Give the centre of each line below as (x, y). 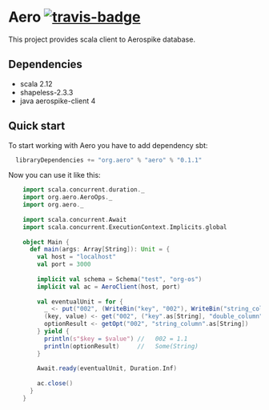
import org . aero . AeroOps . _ (68, 197)
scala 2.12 (36, 83)
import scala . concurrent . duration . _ (84, 190)
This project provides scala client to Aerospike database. (102, 39)
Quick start (37, 126)
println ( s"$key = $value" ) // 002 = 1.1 (116, 339)
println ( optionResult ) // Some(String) (121, 346)
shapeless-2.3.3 (46, 92)
